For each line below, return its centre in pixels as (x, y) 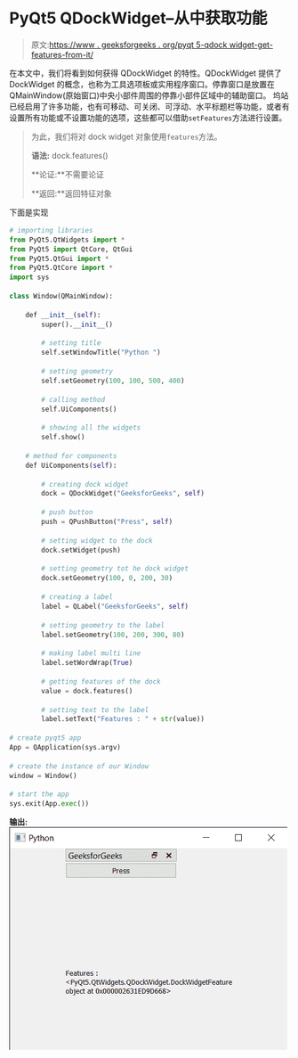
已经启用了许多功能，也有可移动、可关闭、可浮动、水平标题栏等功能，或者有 (149, 106)
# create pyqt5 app (45, 738)
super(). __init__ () (77, 324)
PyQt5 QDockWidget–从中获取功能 (138, 18)
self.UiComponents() (79, 409)
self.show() (64, 438)
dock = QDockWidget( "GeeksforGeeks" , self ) (123, 494)
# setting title (71, 343)
